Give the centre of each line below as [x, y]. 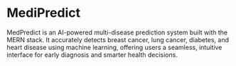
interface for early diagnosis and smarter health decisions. [92, 55]
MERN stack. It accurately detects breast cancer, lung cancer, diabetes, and [118, 39]
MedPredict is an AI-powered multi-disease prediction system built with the [117, 32]
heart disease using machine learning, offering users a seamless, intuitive [114, 47]
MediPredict [44, 13]
